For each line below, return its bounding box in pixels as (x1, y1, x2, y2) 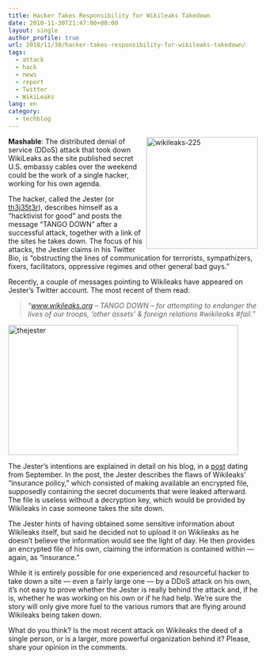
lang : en (8, 100, 37, 108)
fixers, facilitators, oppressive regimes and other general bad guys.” (8, 261, 230, 271)
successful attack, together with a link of (8, 228, 141, 237)
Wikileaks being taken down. (8, 610, 102, 620)
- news (15, 71, 37, 79)
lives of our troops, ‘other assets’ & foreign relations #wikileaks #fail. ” (27, 309, 256, 318)
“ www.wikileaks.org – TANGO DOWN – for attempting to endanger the (27, 301, 257, 310)
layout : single (8, 26, 59, 34)
